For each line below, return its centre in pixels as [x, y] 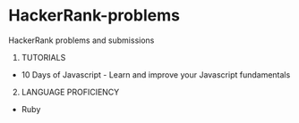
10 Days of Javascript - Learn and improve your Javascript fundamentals [156, 74]
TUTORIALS [43, 57]
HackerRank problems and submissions [81, 40]
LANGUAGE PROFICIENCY [70, 92]
